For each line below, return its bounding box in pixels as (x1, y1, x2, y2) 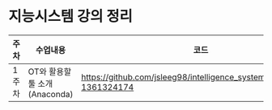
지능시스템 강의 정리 (8, 7, 134, 26)
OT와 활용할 (28, 66, 71, 77)
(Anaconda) (28, 88, 74, 100)
